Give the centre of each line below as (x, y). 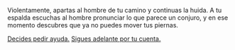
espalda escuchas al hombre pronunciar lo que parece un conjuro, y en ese (118, 18)
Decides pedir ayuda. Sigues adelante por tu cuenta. (84, 39)
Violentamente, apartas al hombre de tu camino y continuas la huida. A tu (115, 10)
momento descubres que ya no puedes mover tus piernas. (93, 25)
